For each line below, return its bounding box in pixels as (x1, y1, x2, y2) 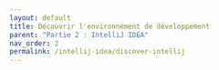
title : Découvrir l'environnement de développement (9, 22, 210, 31)
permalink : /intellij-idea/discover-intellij (9, 47, 185, 56)
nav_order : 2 (9, 38, 59, 48)
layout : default (9, 13, 71, 23)
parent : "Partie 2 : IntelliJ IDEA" (9, 30, 149, 39)
